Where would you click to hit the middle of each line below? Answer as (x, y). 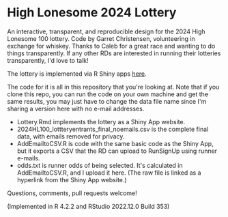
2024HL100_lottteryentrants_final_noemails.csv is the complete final (113, 129)
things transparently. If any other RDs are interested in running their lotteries (114, 53)
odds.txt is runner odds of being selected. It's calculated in (100, 165)
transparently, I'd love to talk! (48, 60)
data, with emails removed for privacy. (71, 136)
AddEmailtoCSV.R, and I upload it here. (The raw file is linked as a (109, 173)
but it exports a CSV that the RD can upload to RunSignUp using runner (117, 151)
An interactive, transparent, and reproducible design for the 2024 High (106, 31)
